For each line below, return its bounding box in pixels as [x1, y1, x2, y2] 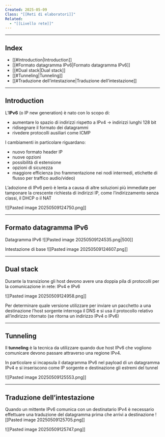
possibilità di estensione [12, 159, 61, 165]
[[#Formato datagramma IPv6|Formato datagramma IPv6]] [12, 62, 131, 68]
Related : [5, 16, 23, 21]
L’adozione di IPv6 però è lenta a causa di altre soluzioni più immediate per [5, 184, 156, 190]
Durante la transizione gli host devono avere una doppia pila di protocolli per [5, 278, 160, 284]
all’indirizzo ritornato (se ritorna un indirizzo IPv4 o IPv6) [5, 313, 119, 319]
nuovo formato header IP [12, 149, 63, 155]
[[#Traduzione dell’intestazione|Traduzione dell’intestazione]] [12, 78, 137, 84]
